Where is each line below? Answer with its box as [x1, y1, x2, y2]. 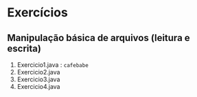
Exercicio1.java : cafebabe [16, 61, 89, 69]
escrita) [7, 42, 41, 54]
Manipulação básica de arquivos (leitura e [7, 32, 190, 44]
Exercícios [7, 5, 69, 20]
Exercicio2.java [16, 68, 60, 76]
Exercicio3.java [16, 75, 60, 83]
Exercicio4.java [16, 83, 60, 90]
